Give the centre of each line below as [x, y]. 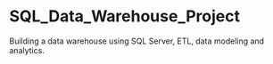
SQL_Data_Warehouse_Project [125, 16]
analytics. [27, 50]
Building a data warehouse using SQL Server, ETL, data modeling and [137, 41]
